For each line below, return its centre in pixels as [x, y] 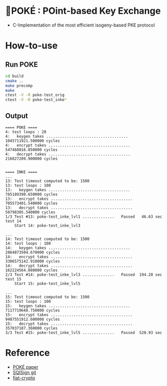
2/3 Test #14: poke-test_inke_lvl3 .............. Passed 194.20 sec [84, 275]
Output [16, 115]
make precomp [19, 86]
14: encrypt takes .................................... [69, 257]
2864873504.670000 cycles [32, 252]
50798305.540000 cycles [30, 212]
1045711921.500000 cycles [32, 141]
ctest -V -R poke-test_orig [35, 95]
